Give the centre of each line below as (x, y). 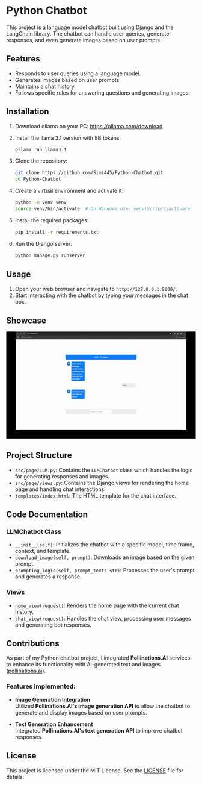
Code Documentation (47, 515)
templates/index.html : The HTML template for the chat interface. (96, 495)
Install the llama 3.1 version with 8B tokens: (68, 138)
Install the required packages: (52, 220)
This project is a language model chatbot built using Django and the (90, 27)
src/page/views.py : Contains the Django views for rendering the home (102, 483)
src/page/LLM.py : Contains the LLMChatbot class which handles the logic (104, 470)
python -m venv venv (41, 202)
